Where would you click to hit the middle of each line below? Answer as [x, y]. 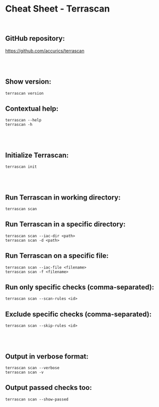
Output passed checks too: [49, 388]
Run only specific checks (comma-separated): [80, 287]
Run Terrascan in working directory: [63, 197]
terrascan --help [23, 120]
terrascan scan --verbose [32, 368]
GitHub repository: [35, 39]
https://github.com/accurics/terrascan [45, 50]
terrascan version [24, 93]
